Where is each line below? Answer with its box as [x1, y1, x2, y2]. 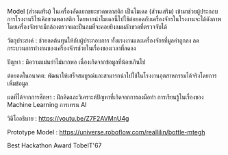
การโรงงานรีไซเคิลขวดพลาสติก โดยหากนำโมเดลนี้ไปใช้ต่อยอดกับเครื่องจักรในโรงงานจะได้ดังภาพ [7, 15, 221, 23]
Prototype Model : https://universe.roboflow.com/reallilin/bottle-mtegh [7, 128, 205, 136]
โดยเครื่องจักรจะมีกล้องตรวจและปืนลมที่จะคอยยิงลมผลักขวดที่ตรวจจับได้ [7, 23, 168, 31]
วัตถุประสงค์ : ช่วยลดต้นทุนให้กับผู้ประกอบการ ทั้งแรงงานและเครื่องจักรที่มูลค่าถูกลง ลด [7, 36, 200, 45]
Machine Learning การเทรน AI [7, 101, 87, 108]
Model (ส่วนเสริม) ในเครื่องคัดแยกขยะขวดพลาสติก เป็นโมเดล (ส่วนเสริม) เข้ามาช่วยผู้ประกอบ [7, 8, 218, 15]
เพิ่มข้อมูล [7, 80, 29, 87]
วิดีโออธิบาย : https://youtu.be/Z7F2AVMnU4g [7, 115, 129, 122]
